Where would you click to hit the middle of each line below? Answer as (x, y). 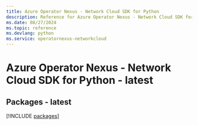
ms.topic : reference (32, 28)
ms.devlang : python (30, 33)
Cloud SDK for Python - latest (80, 80)
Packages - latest (39, 102)
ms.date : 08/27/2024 (32, 22)
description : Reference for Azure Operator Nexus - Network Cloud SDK (95, 17)
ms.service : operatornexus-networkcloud (57, 39)
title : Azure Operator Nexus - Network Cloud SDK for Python (83, 11)
